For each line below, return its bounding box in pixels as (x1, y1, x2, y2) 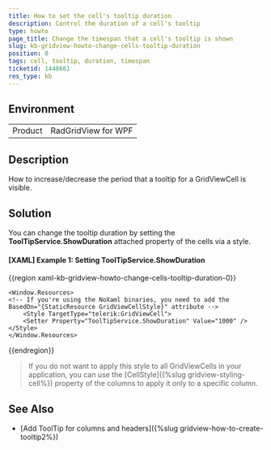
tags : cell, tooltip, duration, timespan (8, 58, 150, 66)
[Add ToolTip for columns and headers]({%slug (19, 423, 179, 434)
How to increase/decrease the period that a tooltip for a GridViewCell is (8, 174, 247, 184)
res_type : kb (8, 72, 53, 80)
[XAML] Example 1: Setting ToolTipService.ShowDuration (8, 255, 205, 264)
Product (12, 125, 43, 136)
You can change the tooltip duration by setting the (8, 228, 176, 238)
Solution (8, 206, 52, 220)
